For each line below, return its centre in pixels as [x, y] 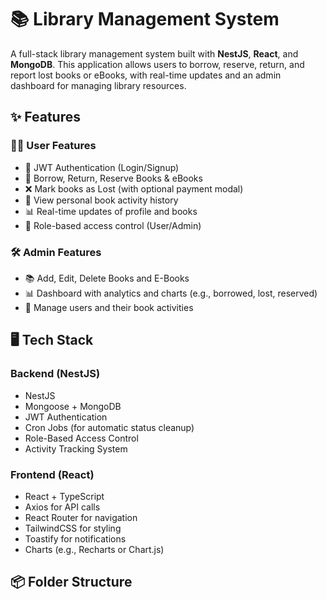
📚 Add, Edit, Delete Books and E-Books [107, 278]
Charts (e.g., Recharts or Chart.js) [94, 549]
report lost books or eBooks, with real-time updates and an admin [146, 75]
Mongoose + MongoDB [73, 406]
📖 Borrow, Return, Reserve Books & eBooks [113, 178]
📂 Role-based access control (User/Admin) [113, 225]
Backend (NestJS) [55, 374]
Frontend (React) [52, 474]
